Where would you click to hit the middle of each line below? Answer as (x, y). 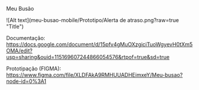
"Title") (15, 27)
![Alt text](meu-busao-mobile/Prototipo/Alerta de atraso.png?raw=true (93, 20)
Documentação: (26, 38)
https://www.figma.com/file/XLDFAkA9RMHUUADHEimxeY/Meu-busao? (94, 75)
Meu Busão (20, 9)
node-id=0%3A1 (26, 81)
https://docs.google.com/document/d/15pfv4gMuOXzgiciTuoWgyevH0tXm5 (99, 44)
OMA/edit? (19, 51)
